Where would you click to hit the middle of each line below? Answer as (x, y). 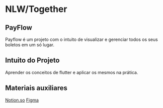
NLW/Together (36, 9)
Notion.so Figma (22, 100)
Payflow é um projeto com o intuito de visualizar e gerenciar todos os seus (81, 39)
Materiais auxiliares (36, 88)
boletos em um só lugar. (30, 45)
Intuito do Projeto (32, 60)
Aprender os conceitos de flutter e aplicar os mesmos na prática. (72, 72)
